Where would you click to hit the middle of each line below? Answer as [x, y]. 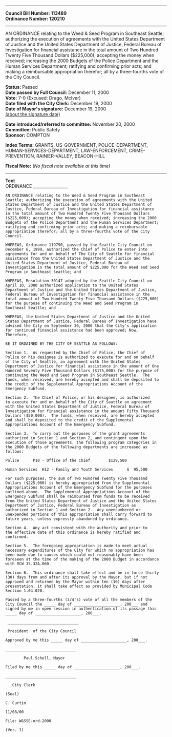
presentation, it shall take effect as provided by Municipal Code [79, 586]
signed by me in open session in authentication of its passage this [81, 609]
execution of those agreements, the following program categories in [81, 442]
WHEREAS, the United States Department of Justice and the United [78, 317]
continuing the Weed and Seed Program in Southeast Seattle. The [78, 375]
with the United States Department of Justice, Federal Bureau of [78, 406]
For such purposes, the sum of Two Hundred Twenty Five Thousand [76, 478]
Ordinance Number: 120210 [35, 19]
